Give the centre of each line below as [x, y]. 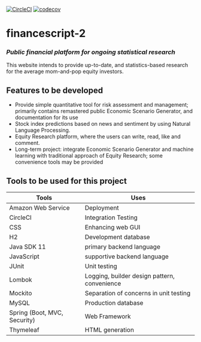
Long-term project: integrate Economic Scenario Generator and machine [104, 149]
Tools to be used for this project [67, 181]
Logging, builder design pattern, [130, 276]
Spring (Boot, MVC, [36, 313]
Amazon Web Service [39, 208]
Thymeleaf [25, 330]
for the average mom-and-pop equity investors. [65, 71]
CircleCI [20, 217]
